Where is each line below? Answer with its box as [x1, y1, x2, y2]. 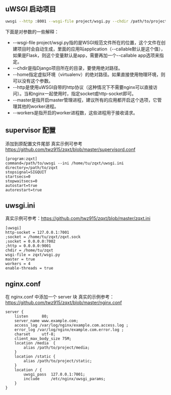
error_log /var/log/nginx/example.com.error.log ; [14, 327, 124, 333]
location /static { [14, 354, 56, 359]
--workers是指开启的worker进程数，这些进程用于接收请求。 [12, 109, 138, 116]
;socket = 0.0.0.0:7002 [5, 239, 56, 244]
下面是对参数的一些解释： [5, 29, 59, 35]
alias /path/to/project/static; [23, 359, 93, 364]
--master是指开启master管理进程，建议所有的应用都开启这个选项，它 [12, 96, 158, 103]
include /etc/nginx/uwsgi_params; [23, 377, 106, 382]
